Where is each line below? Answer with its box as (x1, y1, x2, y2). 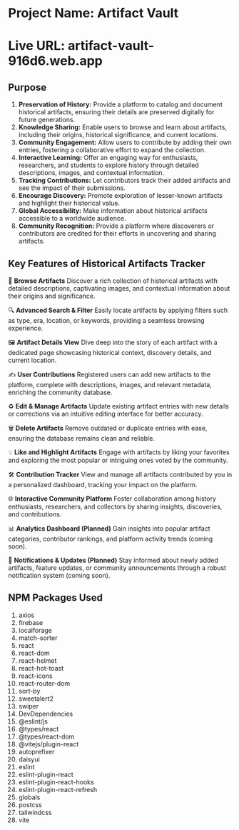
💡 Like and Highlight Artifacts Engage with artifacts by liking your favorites (8, 448, 230, 456)
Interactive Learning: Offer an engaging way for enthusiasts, (18, 154, 198, 162)
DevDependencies (18, 709, 73, 718)
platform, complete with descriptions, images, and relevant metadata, (8, 381, 213, 389)
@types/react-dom (18, 732, 75, 741)
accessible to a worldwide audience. (18, 214, 126, 223)
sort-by (18, 686, 41, 695)
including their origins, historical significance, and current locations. (18, 131, 218, 139)
